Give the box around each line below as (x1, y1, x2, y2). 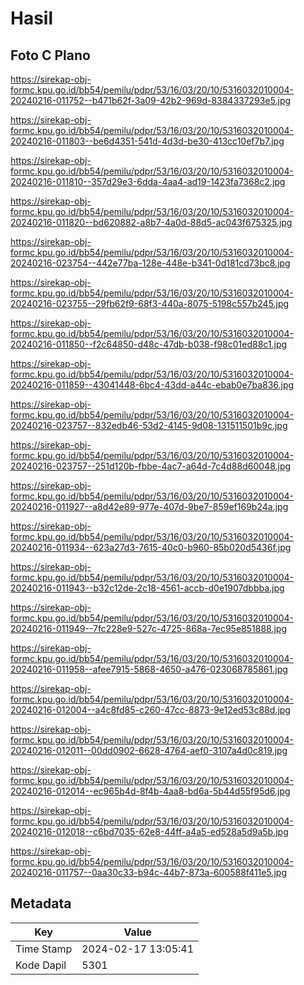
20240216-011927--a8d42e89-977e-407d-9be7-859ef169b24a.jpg (10, 501, 289, 512)
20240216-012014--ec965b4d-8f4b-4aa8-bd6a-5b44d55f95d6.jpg (10, 785, 291, 797)
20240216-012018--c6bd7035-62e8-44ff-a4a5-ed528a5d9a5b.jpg (10, 826, 289, 837)
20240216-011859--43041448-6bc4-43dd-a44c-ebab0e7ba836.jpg (10, 379, 295, 391)
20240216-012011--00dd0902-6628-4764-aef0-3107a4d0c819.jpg (10, 745, 288, 756)
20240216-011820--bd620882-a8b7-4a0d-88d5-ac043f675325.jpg (10, 217, 293, 228)
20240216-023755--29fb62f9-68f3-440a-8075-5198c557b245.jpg (10, 298, 290, 309)
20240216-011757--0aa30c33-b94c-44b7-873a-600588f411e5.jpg (10, 867, 287, 878)
